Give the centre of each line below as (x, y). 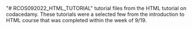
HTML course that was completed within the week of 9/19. (76, 20)
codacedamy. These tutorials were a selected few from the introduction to (95, 14)
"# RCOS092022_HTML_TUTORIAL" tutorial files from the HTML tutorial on (96, 8)
